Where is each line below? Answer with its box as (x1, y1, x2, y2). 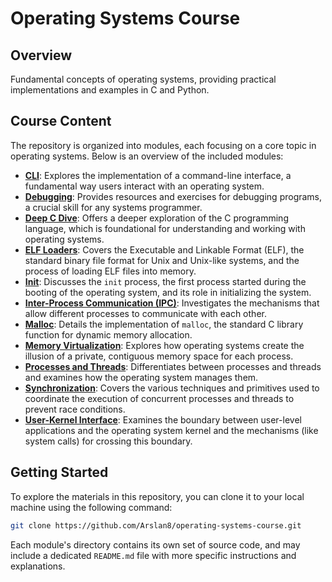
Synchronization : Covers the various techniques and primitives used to (24, 382, 320, 394)
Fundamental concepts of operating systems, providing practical (10, 73, 277, 85)
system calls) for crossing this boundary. (24, 435, 193, 447)
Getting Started (10, 464, 109, 481)
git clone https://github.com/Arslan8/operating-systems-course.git (10, 520, 302, 531)
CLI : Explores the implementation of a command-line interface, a (24, 169, 292, 181)
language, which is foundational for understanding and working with (24, 222, 306, 234)
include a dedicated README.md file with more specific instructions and (10, 549, 297, 561)
